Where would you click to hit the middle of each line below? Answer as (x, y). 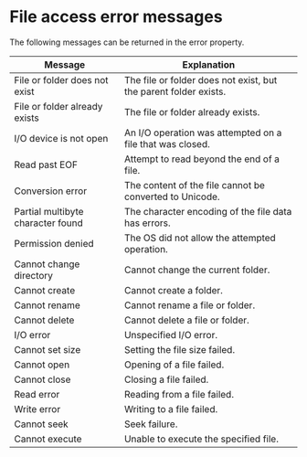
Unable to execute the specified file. (201, 439)
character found (49, 223)
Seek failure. (151, 424)
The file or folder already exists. (192, 112)
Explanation (209, 64)
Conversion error (51, 191)
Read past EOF (46, 165)
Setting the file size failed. (180, 349)
